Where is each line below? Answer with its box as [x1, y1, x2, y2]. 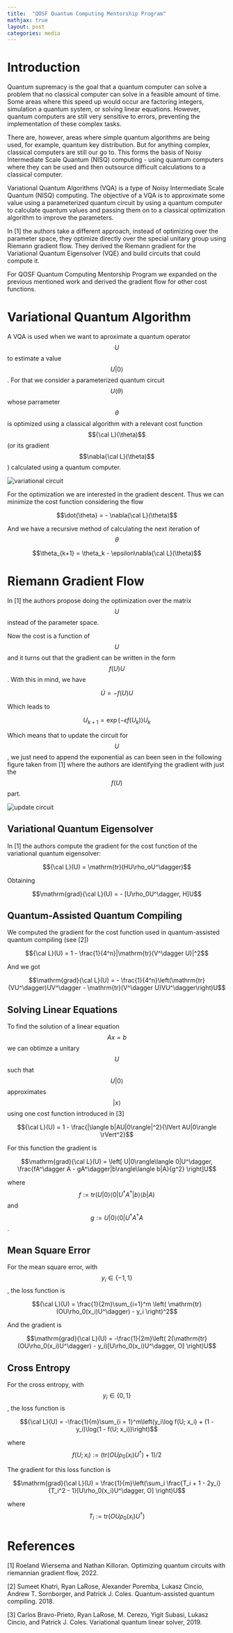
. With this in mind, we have [7, 676, 86, 684]
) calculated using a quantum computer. [7, 463, 122, 471]
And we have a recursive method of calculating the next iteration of [7, 524, 200, 533]
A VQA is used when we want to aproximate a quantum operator [7, 333, 191, 341]
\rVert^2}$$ [99, 1130, 134, 1139]
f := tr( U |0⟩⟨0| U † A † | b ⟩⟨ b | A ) [79, 1190, 155, 1199]
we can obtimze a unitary [7, 1044, 80, 1053]
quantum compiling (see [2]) [7, 936, 89, 944]
